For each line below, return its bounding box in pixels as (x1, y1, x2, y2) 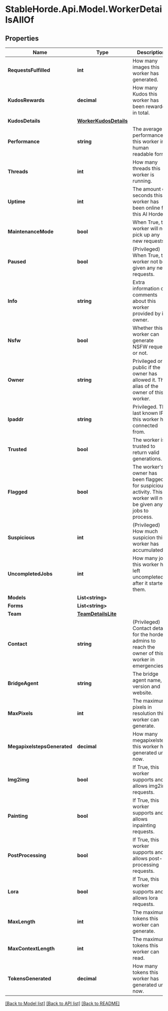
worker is (132, 171, 154, 178)
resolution (132, 710, 156, 717)
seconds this (132, 192, 163, 199)
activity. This (132, 488, 162, 495)
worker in (132, 656, 155, 663)
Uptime (7, 198, 26, 205)
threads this (132, 165, 161, 172)
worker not (132, 258, 158, 265)
